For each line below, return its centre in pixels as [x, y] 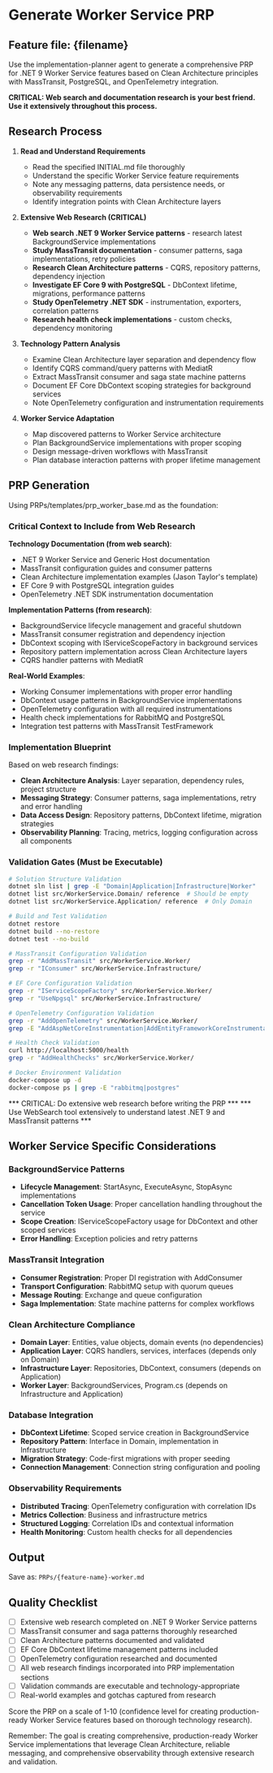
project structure [48, 789]
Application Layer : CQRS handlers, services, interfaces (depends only [139, 1350]
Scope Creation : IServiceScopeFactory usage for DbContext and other [139, 1221]
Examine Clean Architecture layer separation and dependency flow [144, 359]
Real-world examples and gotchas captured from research [118, 1695]
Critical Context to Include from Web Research [102, 526]
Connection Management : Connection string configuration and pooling [140, 1467]
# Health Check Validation [54, 1043]
